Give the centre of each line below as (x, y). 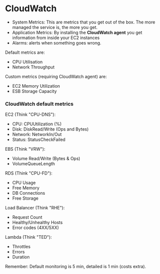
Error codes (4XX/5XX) (35, 228)
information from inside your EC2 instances (56, 38)
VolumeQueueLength (34, 164)
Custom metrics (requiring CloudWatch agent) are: (56, 76)
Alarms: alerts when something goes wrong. (57, 43)
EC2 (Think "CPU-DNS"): (30, 114)
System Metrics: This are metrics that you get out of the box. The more (84, 22)
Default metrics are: (25, 52)
